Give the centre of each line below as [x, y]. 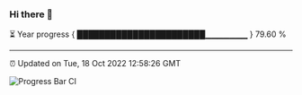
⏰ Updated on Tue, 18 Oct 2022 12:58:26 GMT [95, 64]
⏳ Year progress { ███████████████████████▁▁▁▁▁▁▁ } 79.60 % [148, 34]
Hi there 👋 [31, 14]
